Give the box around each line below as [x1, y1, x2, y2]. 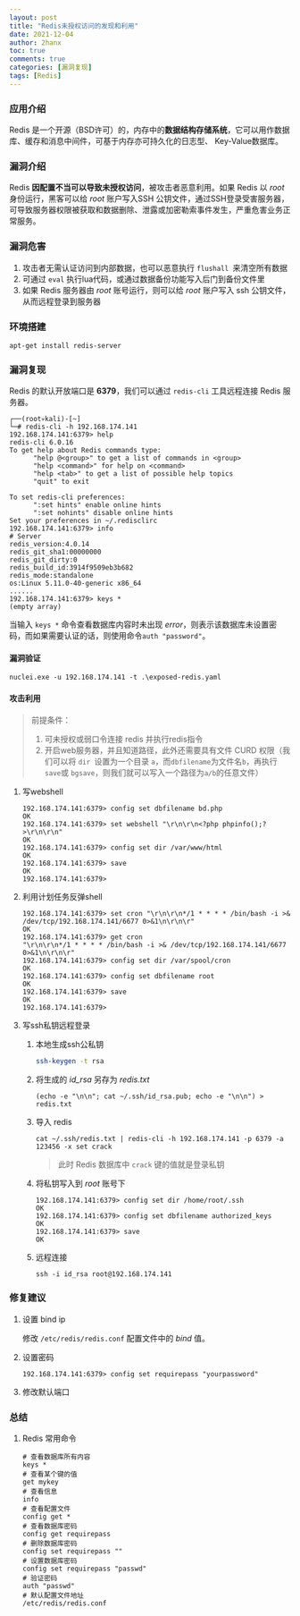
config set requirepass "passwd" [21, 1564, 147, 1574]
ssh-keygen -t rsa [35, 1056, 104, 1065]
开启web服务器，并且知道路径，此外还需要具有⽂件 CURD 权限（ [44, 744, 283, 756]
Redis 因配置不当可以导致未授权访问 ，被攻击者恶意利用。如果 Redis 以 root [9, 182, 285, 193]
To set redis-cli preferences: [9, 493, 126, 502]
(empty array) [9, 603, 62, 612]
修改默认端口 [21, 1386, 70, 1397]
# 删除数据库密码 [21, 1539, 78, 1548]
